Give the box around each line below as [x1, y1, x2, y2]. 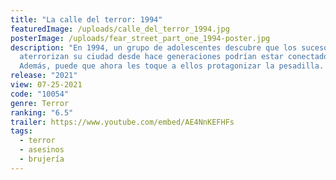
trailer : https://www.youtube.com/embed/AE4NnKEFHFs [10, 117, 235, 127]
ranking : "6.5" [10, 107, 74, 118]
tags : [10, 126, 33, 136]
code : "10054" [10, 89, 70, 99]
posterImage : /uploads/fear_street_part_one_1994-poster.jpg [10, 33, 271, 43]
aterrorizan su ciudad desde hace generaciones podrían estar [19, 52, 284, 62]
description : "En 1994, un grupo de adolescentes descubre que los [10, 42, 298, 53]
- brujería [19, 154, 65, 164]
